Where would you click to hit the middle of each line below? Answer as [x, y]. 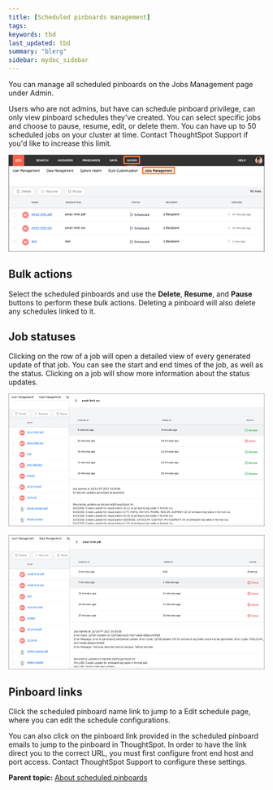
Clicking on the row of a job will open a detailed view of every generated [130, 356]
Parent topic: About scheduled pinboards [78, 778]
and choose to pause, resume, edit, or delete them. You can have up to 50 [132, 126]
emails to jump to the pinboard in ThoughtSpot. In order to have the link [128, 744]
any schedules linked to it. [52, 311]
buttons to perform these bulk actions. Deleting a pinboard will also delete [132, 302]
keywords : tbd [32, 34]
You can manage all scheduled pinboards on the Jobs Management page [131, 84]
